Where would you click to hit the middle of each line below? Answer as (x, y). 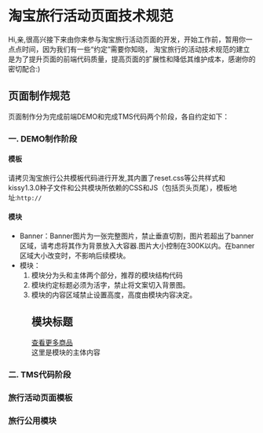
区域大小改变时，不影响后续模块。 (75, 255)
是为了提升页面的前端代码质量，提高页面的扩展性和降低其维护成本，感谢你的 (132, 59)
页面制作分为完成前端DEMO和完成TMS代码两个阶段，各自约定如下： (119, 116)
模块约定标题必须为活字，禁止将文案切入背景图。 (110, 285)
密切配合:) (24, 68)
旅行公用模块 (33, 420)
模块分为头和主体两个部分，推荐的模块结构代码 (107, 275)
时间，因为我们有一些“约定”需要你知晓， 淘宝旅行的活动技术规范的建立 (136, 49)
